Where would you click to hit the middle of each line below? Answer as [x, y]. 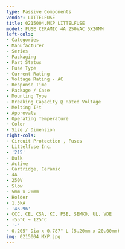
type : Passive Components [39, 12]
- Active [17, 164]
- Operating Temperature [37, 118]
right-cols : [21, 136]
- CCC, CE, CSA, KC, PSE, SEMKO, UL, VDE [59, 214]
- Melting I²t [24, 107]
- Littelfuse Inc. [29, 147]
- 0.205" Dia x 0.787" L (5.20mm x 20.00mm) [63, 231]
